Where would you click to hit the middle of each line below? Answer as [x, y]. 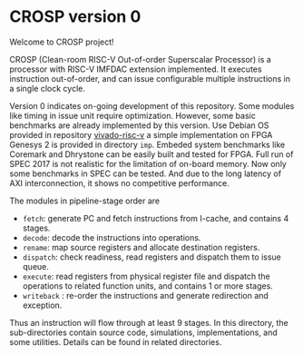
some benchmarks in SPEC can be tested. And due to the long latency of [146, 173]
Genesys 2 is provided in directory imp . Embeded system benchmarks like [147, 144]
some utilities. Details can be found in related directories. [116, 341]
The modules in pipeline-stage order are [85, 201]
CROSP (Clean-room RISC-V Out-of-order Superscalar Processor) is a [141, 59]
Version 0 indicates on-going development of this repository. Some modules [152, 105]
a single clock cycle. [48, 88]
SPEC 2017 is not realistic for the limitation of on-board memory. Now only [148, 163]
